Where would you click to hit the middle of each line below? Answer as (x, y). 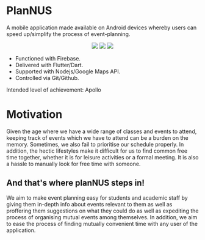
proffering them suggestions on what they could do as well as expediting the (103, 211)
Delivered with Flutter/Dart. (49, 65)
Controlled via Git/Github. (47, 78)
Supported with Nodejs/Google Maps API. (68, 71)
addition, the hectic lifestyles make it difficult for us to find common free (97, 151)
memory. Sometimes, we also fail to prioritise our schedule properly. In (95, 144)
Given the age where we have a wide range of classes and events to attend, (102, 131)
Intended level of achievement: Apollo (54, 90)
